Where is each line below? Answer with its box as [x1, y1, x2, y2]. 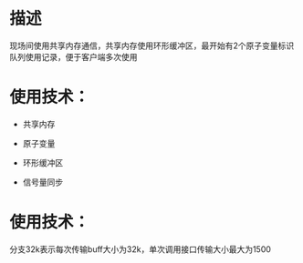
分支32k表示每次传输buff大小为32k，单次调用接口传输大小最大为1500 [9, 243, 272, 255]
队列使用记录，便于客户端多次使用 [9, 51, 138, 62]
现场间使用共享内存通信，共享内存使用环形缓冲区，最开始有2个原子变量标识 [9, 40, 295, 51]
